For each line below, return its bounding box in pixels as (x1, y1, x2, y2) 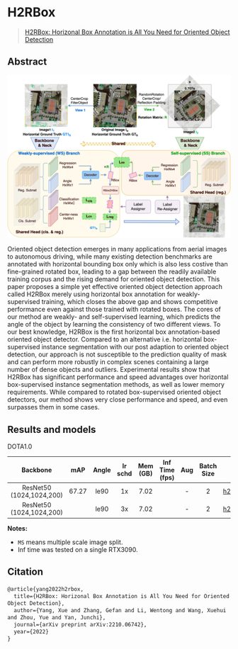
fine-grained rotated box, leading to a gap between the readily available (7, 267, 217, 276)
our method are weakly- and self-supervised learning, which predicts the (7, 312, 221, 321)
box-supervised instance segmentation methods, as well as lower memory (7, 380, 225, 389)
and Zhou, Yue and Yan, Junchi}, (7, 614, 106, 621)
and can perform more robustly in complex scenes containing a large (7, 358, 209, 366)
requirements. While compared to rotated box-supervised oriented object (7, 388, 222, 397)
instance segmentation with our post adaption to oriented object (41, 343, 229, 351)
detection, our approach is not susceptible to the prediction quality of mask (7, 350, 227, 359)
